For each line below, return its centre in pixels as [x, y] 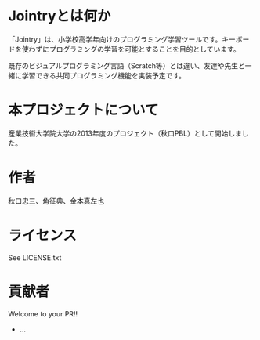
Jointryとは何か [60, 16]
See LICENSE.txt [35, 257]
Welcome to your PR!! [43, 313]
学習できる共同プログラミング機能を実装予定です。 [104, 75]
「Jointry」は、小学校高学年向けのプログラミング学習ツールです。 [115, 39]
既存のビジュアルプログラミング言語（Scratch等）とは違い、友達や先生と [126, 65]
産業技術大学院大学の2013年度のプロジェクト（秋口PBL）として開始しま [125, 133]
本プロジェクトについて [83, 110]
